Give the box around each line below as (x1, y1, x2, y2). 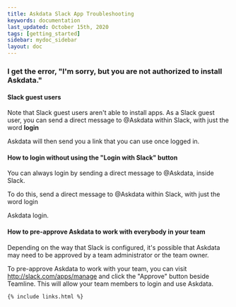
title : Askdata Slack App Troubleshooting (7, 10, 134, 18)
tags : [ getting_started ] (7, 30, 81, 37)
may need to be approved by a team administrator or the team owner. (7, 251, 210, 259)
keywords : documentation (7, 17, 81, 24)
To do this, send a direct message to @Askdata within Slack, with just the (7, 190, 220, 198)
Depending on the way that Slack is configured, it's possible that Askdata (7, 243, 220, 251)
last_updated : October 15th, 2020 (7, 23, 110, 30)
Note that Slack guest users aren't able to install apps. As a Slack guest (7, 109, 215, 117)
